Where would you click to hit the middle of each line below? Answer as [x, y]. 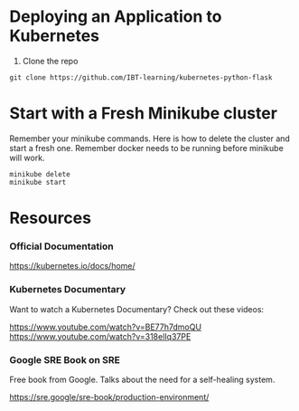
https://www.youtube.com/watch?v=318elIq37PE [100, 336]
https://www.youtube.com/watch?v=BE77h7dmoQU [105, 327]
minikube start [38, 182]
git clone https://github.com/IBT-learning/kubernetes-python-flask [141, 77]
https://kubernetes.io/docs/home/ [72, 266]
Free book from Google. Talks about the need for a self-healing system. [142, 379]
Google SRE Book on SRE [65, 359]
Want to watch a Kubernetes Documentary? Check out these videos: [137, 309]
